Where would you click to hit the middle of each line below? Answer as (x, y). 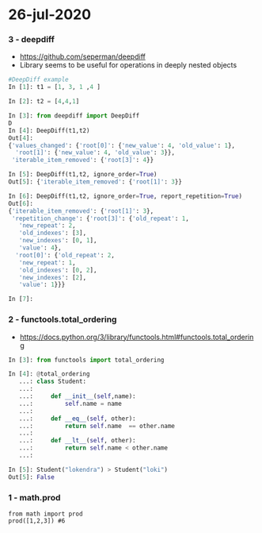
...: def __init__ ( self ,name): (77, 396)
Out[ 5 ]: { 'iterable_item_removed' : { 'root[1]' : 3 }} (95, 182)
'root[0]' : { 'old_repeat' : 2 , (65, 255)
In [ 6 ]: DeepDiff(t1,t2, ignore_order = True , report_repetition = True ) (125, 196)
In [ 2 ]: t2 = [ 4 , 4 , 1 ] (44, 102)
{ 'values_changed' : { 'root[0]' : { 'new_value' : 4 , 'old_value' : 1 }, (122, 145)
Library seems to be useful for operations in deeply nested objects (128, 65)
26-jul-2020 (50, 15)
